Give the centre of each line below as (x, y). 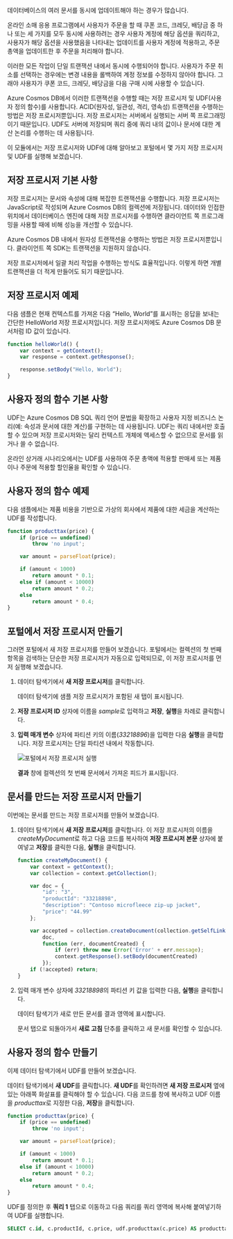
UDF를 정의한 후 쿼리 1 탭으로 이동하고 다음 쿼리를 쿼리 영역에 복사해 (100, 1207)
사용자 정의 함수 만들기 (53, 1053)
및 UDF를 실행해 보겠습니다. (45, 156)
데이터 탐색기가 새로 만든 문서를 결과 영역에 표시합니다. (91, 1014)
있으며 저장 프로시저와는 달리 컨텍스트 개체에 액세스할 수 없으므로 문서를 (119, 435)
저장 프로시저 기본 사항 (53, 181)
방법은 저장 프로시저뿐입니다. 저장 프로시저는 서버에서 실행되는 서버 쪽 (102, 115)
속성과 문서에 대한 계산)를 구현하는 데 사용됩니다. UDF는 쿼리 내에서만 (118, 426)
